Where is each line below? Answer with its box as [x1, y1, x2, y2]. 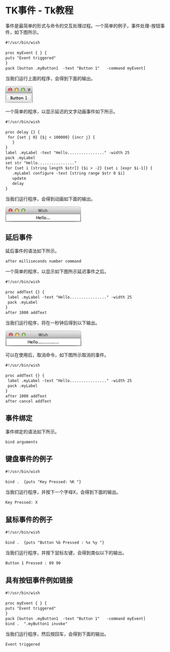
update [12, 176, 27, 181]
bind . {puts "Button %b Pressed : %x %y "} [5, 540, 104, 545]
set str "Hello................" [5, 160, 77, 165]
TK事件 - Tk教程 [5, 5, 74, 16]
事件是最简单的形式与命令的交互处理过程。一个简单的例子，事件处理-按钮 [5, 23, 161, 29]
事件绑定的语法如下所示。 [5, 429, 60, 435]
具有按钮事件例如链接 [5, 576, 73, 585]
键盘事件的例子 [5, 454, 53, 463]
